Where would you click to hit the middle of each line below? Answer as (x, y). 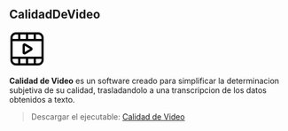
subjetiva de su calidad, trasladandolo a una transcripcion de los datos (138, 90)
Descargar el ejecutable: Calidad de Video (108, 116)
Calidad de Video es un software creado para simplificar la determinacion (144, 81)
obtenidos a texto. (42, 99)
